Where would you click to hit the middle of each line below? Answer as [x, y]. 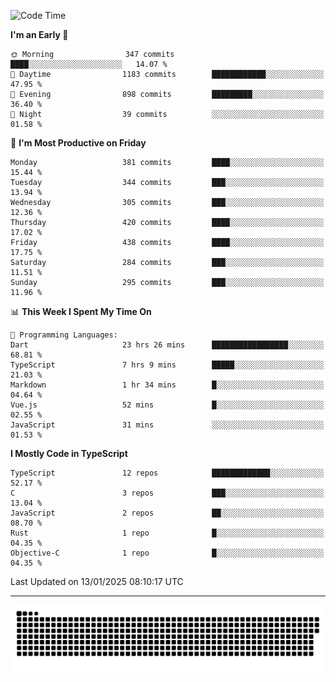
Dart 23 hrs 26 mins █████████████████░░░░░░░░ [167, 345]
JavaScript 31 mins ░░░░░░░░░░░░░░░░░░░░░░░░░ [167, 425]
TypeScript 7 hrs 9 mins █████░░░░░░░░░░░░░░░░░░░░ [167, 365]
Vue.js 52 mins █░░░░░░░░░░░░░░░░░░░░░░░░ [167, 405]
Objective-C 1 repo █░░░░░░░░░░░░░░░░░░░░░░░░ [167, 553]
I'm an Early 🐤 [39, 34]
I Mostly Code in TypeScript [69, 453]
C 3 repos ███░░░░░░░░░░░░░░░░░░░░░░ [167, 493]
